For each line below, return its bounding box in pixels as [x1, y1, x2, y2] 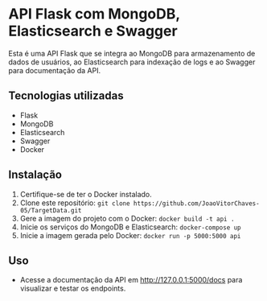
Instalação [8, 168, 63, 182]
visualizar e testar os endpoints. [19, 283, 126, 294]
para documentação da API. [8, 65, 101, 75]
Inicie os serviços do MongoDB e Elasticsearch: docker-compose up [19, 222, 241, 232]
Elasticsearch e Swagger [8, 22, 179, 40]
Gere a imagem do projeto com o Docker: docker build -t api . [19, 213, 235, 223]
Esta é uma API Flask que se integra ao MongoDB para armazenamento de [8, 48, 256, 58]
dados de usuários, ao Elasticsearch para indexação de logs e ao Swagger [8, 57, 256, 67]
